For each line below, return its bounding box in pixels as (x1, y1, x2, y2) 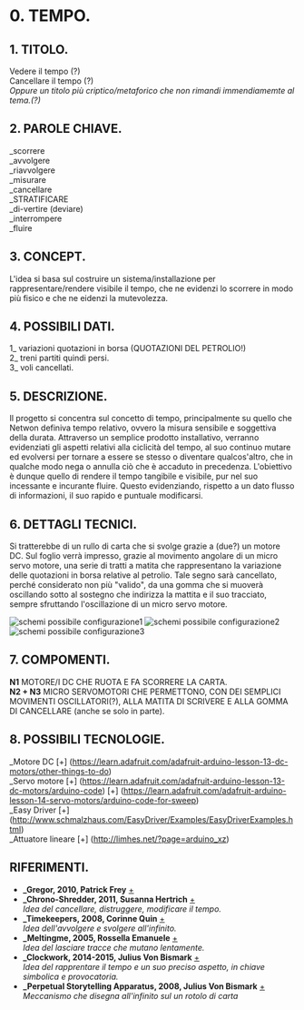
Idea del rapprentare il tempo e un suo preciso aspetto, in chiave (22, 961, 266, 972)
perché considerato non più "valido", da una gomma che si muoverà (9, 580, 264, 591)
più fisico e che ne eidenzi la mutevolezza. (9, 292, 169, 303)
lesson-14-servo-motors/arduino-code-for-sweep (9, 794, 197, 805)
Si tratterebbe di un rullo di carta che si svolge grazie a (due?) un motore (9, 540, 281, 551)
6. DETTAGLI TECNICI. (9, 516, 138, 532)
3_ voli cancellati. (9, 362, 74, 373)
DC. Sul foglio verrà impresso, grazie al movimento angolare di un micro (9, 550, 279, 561)
